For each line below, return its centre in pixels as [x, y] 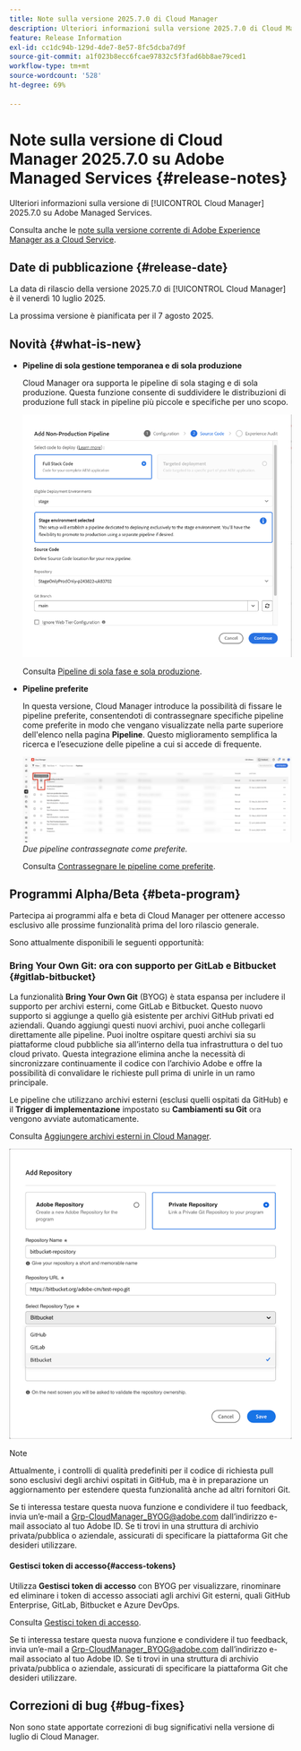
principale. [29, 1082]
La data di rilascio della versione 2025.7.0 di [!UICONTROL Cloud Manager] [148, 289]
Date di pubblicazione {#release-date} [119, 267]
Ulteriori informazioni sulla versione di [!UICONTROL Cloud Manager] [137, 203]
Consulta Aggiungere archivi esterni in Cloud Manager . [111, 1136]
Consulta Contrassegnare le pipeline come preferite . [119, 866]
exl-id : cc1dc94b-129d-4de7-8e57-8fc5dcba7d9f [98, 47]
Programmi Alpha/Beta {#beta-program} [125, 894]
